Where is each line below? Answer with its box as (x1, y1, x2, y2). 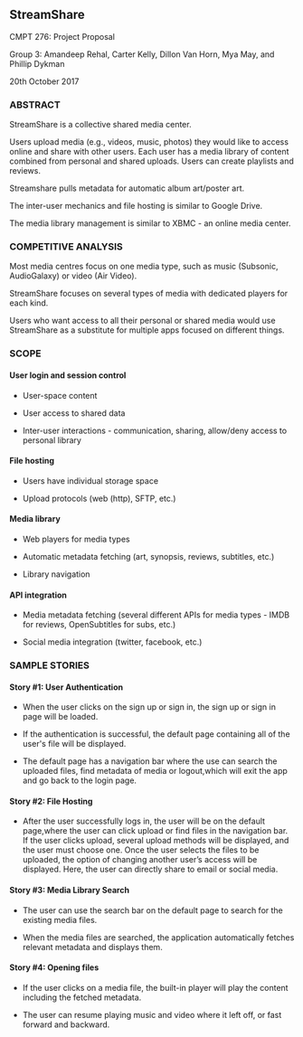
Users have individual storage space (22, 475, 159, 486)
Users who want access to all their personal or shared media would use (9, 316, 276, 326)
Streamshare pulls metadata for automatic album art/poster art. (9, 183, 245, 193)
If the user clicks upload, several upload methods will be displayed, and (22, 835, 289, 846)
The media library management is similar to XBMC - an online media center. (9, 218, 291, 229)
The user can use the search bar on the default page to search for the (22, 904, 283, 916)
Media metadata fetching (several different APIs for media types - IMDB (22, 609, 290, 620)
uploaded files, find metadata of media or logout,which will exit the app (22, 766, 288, 777)
